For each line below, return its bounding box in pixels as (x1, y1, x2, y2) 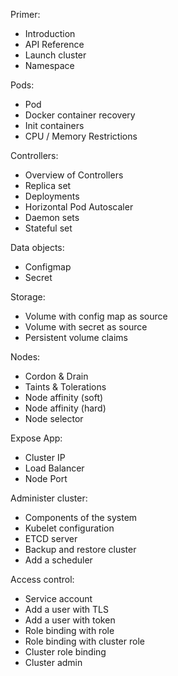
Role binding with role (24, 625, 115, 636)
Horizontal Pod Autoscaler (24, 201, 134, 213)
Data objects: (10, 242, 65, 253)
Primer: (10, 9, 41, 20)
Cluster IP (24, 452, 66, 463)
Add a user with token (24, 614, 116, 626)
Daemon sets (24, 212, 80, 223)
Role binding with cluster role (24, 635, 145, 647)
